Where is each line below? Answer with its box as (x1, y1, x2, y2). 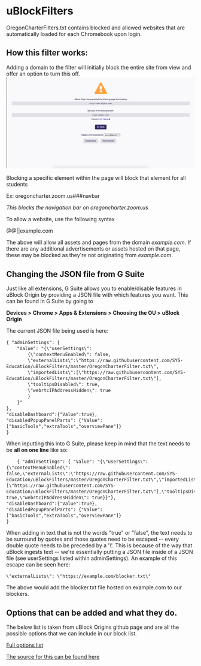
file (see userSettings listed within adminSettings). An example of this (6, 555, 178, 562)
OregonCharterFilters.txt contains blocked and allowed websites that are (6, 24, 185, 31)
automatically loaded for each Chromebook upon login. (6, 30, 142, 37)
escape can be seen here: (6, 561, 71, 568)
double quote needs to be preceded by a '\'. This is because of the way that (6, 542, 193, 549)
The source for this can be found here (6, 653, 100, 660)
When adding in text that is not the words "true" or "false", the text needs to (6, 529, 193, 537)
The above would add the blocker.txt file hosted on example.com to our (6, 584, 182, 591)
